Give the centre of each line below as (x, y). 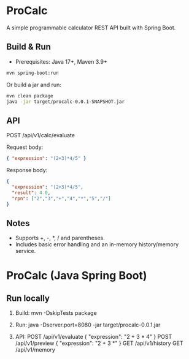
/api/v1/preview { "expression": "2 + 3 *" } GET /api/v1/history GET (99, 343)
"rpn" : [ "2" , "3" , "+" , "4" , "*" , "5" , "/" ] (62, 198)
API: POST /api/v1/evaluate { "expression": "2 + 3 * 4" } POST (94, 337)
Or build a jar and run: (34, 85)
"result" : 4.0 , (31, 193)
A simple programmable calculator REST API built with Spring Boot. (91, 28)
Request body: (25, 147)
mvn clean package (30, 96)
